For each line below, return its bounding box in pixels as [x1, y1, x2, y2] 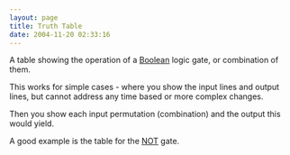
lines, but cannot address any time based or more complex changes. [9, 91, 264, 102]
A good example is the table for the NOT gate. [9, 136, 180, 147]
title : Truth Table [9, 22, 83, 31]
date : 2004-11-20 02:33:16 [9, 30, 111, 39]
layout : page [9, 13, 59, 23]
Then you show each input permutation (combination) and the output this [9, 109, 281, 120]
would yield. [9, 118, 55, 129]
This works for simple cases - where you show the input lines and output [9, 82, 280, 93]
